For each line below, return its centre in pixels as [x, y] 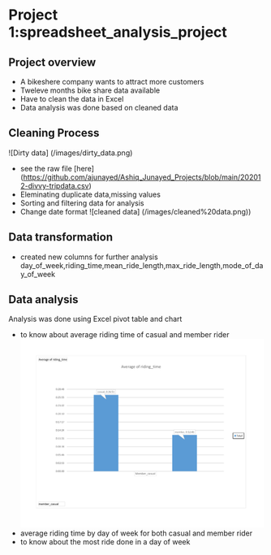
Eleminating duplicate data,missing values [90, 194]
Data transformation [61, 237]
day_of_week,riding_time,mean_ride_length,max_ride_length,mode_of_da [142, 265]
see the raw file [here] [57, 168]
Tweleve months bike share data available [90, 90]
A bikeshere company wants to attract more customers [112, 82]
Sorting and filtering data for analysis [82, 203]
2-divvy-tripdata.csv [54, 185]
